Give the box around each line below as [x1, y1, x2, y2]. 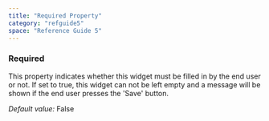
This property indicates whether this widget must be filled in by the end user [8, 71, 261, 81]
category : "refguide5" [8, 19, 84, 27]
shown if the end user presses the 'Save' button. [8, 88, 169, 98]
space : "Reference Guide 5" [8, 26, 103, 34]
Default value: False [8, 103, 75, 113]
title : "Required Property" [8, 11, 103, 20]
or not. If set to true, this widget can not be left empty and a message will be [8, 79, 261, 89]
